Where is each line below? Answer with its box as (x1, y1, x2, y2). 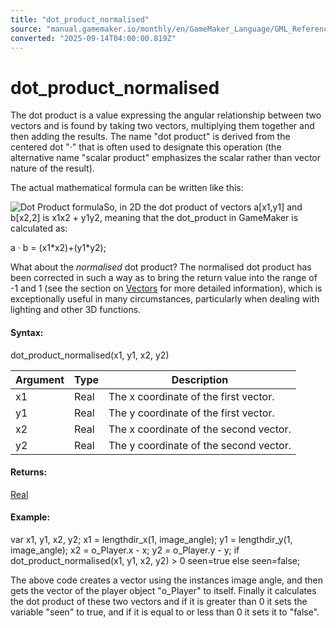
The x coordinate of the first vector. (108, 389, 275, 403)
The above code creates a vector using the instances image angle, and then (10, 574, 323, 586)
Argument (15, 372, 65, 386)
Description (171, 372, 229, 386)
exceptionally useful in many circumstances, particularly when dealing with (10, 293, 320, 305)
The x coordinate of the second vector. (108, 422, 292, 436)
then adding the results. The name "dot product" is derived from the (10, 131, 291, 143)
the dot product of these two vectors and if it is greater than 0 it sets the (10, 595, 308, 607)
